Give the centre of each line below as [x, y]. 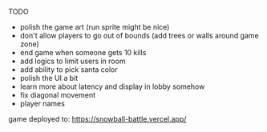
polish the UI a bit [49, 78]
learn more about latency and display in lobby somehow [112, 86]
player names [42, 104]
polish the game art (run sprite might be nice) [95, 27]
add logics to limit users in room [73, 61]
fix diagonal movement [58, 95]
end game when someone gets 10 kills [83, 52]
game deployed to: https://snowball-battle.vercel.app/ [97, 119]
